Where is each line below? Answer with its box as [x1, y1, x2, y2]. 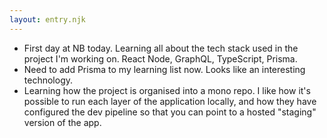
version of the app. [23, 116, 102, 128]
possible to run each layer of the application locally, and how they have [23, 95, 317, 107]
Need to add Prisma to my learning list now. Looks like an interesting [23, 63, 306, 75]
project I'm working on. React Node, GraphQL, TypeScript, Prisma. [23, 52, 298, 65]
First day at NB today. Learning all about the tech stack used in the [23, 42, 299, 54]
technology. [23, 74, 74, 86]
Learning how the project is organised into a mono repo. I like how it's [23, 84, 311, 96]
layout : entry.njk [9, 14, 86, 25]
